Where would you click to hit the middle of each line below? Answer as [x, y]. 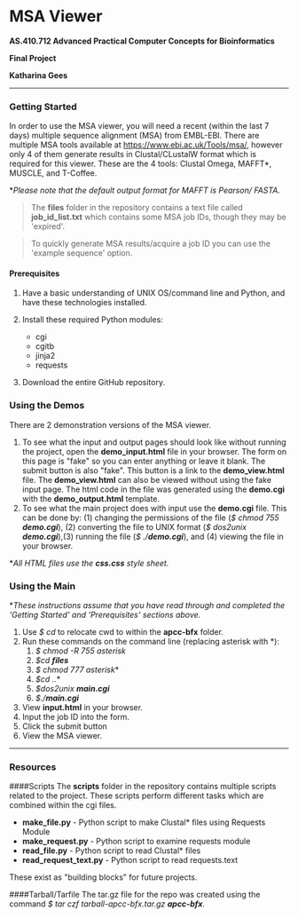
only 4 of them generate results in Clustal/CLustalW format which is [133, 154]
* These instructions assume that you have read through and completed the [147, 605]
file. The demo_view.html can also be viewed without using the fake [147, 479]
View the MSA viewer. [62, 736]
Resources [33, 767]
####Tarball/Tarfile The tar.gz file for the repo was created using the [135, 895]
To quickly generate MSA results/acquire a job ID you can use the [151, 244]
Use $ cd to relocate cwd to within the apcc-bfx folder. [123, 632]
